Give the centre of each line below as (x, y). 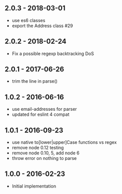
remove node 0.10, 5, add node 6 (45, 153)
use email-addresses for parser (44, 109)
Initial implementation (34, 186)
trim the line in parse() (35, 81)
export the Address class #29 (42, 26)
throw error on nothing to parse (44, 158)
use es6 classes (28, 20)
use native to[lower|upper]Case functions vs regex (64, 142)
